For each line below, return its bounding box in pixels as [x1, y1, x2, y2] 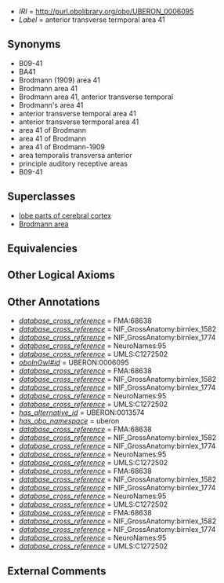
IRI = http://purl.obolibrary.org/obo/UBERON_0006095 [18, 7, 194, 16]
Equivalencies [7, 242, 78, 255]
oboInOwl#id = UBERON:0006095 [18, 357, 130, 368]
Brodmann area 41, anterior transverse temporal [18, 92, 174, 101]
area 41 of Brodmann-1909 [18, 141, 105, 152]
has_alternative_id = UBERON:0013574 [18, 408, 145, 417]
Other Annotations [7, 295, 100, 309]
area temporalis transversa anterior [18, 150, 132, 159]
